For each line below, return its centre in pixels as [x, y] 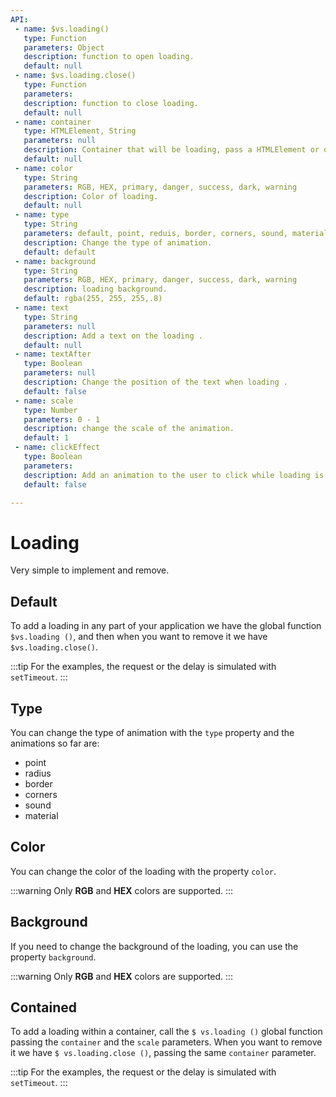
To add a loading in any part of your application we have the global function [166, 626]
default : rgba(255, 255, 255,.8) [93, 299]
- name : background [55, 261]
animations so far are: [55, 743]
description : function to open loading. [109, 57]
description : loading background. [95, 289]
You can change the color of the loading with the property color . [143, 871]
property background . [53, 957]
